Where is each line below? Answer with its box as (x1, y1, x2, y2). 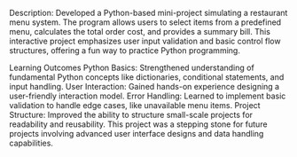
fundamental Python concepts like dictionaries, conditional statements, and (9, 72, 285, 82)
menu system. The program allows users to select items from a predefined (9, 17, 282, 27)
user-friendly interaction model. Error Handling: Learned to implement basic (9, 90, 286, 101)
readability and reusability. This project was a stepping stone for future (9, 119, 268, 130)
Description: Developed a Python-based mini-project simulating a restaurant (9, 8, 288, 18)
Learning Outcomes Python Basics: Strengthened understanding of (9, 62, 254, 73)
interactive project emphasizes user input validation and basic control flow (9, 35, 281, 46)
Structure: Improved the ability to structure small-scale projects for (9, 110, 254, 120)
